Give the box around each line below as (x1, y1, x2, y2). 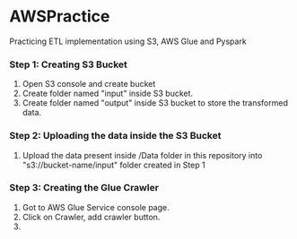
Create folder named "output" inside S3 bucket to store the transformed (22, 98, 289, 108)
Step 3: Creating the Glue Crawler (9, 182, 160, 194)
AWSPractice (9, 6, 110, 27)
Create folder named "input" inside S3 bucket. (22, 88, 194, 99)
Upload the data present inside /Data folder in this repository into (22, 149, 263, 160)
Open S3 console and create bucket (22, 79, 156, 90)
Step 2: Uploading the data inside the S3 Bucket (9, 130, 222, 142)
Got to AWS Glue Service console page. (22, 201, 170, 212)
